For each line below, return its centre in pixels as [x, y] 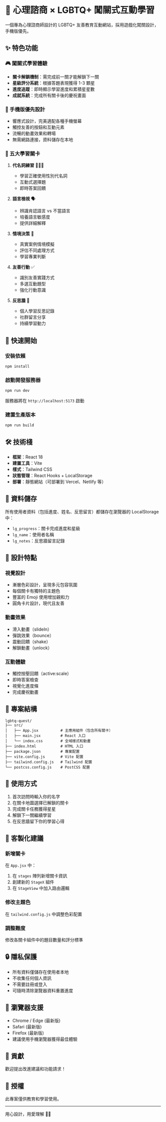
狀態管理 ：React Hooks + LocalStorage [52, 475]
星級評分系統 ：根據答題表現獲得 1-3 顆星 [54, 83]
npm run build [20, 425]
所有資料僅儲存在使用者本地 [41, 972]
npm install [17, 366]
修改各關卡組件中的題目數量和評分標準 [44, 940]
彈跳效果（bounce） [33, 635]
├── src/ [14, 725]
